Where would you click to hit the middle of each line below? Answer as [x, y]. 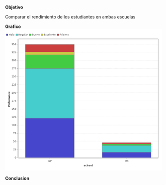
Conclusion [17, 178]
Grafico [13, 26]
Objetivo [14, 7]
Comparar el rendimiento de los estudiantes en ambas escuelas [70, 17]
